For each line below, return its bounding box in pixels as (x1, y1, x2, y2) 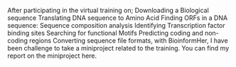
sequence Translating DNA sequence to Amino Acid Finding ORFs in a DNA (7, 14, 228, 22)
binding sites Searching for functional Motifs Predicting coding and (7, 29, 204, 37)
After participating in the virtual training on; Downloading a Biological (7, 6, 210, 14)
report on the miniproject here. (7, 51, 97, 60)
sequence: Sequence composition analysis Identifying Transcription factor (7, 21, 225, 29)
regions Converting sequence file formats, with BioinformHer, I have (29, 36, 229, 45)
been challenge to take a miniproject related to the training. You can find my (7, 44, 230, 52)
